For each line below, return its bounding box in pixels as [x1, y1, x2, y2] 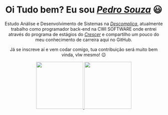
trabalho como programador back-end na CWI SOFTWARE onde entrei [11, 26, 157, 32]
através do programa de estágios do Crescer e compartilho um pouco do [8, 31, 159, 37]
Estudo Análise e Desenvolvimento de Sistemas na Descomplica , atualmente [5, 21, 163, 27]
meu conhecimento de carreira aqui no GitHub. [35, 37, 132, 43]
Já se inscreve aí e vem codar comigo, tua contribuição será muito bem [10, 46, 158, 52]
